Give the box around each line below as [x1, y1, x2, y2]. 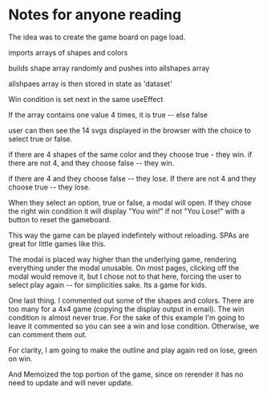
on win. [8, 353, 33, 363]
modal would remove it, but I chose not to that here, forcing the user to [8, 271, 242, 281]
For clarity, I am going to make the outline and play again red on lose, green [8, 345, 257, 355]
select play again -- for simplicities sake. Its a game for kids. [8, 279, 207, 290]
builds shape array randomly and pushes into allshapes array [8, 63, 210, 73]
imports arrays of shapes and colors [8, 47, 128, 57]
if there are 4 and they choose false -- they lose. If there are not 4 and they [8, 173, 257, 183]
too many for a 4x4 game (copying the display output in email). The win [8, 303, 245, 314]
